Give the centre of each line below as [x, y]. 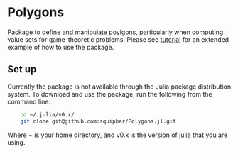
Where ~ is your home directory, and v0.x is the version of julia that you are [118, 135]
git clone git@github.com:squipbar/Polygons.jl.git [98, 121]
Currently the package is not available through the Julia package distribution [119, 87]
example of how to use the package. [61, 47]
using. [16, 142]
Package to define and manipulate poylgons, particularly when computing [115, 32]
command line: [29, 101]
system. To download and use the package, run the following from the [110, 94]
